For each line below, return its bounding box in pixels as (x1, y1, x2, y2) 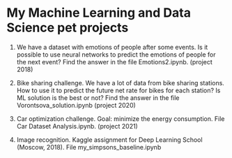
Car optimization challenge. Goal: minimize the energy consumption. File (16, 114, 225, 123)
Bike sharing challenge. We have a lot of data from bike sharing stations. (16, 78, 224, 87)
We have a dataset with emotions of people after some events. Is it (16, 43, 208, 51)
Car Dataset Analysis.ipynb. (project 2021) (16, 122, 139, 130)
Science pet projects (6, 20, 129, 36)
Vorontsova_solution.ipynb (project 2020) (16, 101, 137, 109)
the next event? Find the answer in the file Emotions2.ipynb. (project (16, 57, 213, 66)
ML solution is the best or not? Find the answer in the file (16, 93, 180, 102)
